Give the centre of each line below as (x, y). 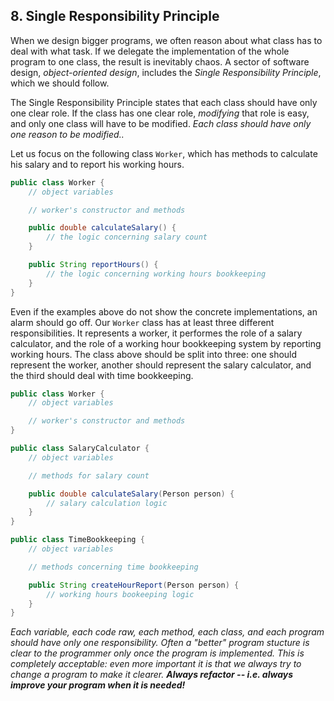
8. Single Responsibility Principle (115, 16)
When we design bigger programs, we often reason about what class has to (166, 40)
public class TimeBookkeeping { (77, 540)
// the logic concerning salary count (127, 237)
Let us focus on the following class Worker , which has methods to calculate (164, 153)
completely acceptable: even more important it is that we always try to (156, 664)
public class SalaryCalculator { (80, 449)
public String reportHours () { (93, 265)
